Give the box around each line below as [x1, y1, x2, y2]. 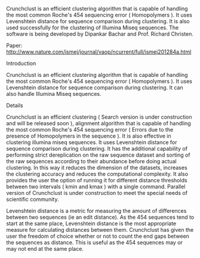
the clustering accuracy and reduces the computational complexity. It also [6, 170, 189, 178]
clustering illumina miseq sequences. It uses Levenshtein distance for [6, 139, 177, 145]
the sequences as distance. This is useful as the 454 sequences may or [6, 239, 183, 246]
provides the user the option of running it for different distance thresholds [6, 177, 187, 184]
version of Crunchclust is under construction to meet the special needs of [6, 189, 188, 196]
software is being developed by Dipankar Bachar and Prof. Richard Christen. [6, 30, 194, 38]
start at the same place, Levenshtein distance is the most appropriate [6, 220, 177, 227]
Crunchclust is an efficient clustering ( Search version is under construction [6, 113, 192, 120]
